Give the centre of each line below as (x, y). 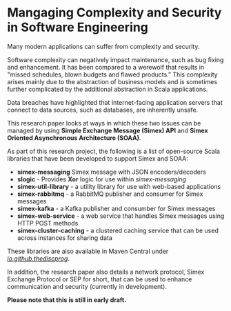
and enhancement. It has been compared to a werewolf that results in (106, 67)
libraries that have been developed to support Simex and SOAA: (98, 158)
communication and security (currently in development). (87, 286)
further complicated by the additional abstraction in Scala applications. (108, 89)
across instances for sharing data (64, 238)
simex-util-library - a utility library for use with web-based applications (119, 186)
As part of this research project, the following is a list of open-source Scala (114, 151)
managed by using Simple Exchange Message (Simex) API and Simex (108, 130)
